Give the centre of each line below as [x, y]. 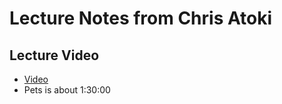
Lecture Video [54, 55]
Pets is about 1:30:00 [67, 90]
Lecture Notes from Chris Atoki [141, 18]
